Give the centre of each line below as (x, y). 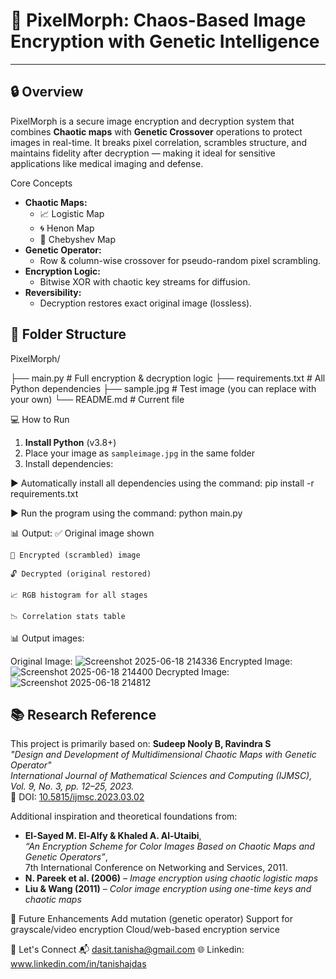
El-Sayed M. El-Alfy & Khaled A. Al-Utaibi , (113, 836)
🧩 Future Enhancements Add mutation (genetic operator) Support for (151, 919)
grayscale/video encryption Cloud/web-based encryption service (145, 930)
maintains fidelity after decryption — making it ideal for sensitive (143, 153)
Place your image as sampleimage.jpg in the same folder (140, 453)
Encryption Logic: (63, 271)
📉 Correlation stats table (68, 616)
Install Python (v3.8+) (70, 442)
